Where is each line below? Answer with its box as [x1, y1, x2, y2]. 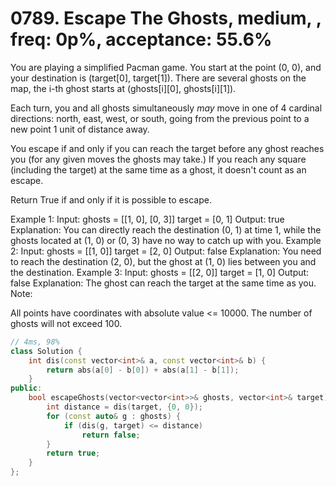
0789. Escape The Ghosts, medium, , [10, 7, 322, 30]
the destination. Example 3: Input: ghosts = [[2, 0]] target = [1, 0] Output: [10, 266, 310, 278]
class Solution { [10, 346, 83, 356]
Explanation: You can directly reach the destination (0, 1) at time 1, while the [10, 223, 322, 236]
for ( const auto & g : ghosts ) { [46, 411, 182, 421]
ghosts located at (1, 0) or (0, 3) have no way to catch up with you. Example [10, 234, 322, 246]
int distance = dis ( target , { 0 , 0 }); [46, 402, 203, 412]
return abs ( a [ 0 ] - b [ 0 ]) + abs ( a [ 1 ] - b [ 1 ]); [46, 365, 240, 375]
